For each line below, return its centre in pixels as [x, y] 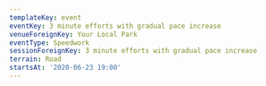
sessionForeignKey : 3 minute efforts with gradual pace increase [133, 51]
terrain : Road [36, 59]
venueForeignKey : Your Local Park [74, 34]
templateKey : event [46, 17]
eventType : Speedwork [50, 43]
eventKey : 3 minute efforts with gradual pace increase [115, 26]
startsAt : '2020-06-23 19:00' [66, 68]
